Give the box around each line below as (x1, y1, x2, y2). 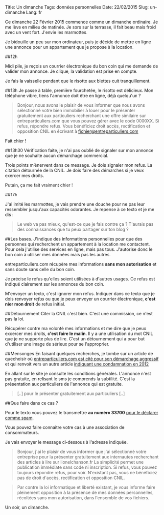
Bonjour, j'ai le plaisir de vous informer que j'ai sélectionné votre (17, 449, 147, 454)
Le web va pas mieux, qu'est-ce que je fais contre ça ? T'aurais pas (17, 221, 154, 227)
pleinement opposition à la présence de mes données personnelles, (17, 489, 154, 495)
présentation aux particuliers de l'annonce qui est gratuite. (5, 381, 123, 387)
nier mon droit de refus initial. (5, 301, 65, 307)
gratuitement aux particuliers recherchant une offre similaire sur (17, 113, 146, 119)
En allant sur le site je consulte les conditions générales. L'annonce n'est (5, 371, 151, 376)
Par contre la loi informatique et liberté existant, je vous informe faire (17, 485, 156, 490)
